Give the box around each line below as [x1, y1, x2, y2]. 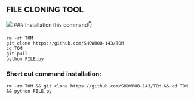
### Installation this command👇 [13, 21, 93, 29]
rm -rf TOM [6, 35, 33, 41]
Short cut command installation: [6, 70, 101, 78]
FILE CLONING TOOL [6, 5, 84, 15]
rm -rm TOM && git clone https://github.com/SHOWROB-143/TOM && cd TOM [6, 83, 188, 89]
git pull [6, 51, 28, 57]
